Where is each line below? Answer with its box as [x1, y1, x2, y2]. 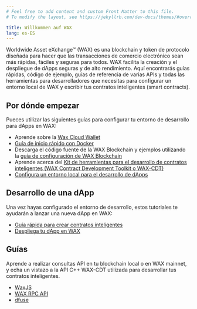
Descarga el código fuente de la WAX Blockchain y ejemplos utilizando [14, 146, 186, 153]
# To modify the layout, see [6, 14, 77, 20]
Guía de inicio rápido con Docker [14, 140, 94, 147]
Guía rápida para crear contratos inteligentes [14, 221, 123, 228]
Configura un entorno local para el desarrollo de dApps [14, 171, 148, 178]
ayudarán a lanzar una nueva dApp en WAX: [6, 209, 113, 217]
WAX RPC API [14, 290, 49, 297]
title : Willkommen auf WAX [6, 25, 72, 30]
